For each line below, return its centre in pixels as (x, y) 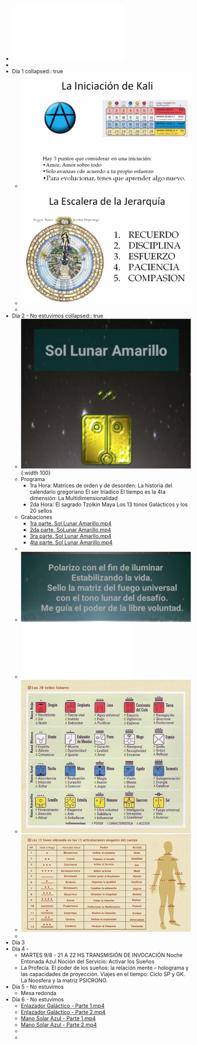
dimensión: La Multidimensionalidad (74, 498)
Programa (33, 479)
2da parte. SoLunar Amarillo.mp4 (70, 529)
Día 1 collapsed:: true (37, 71)
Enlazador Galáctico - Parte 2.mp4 (63, 1012)
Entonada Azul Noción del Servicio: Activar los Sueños (87, 962)
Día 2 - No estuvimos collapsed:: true (57, 316)
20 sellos (41, 510)
